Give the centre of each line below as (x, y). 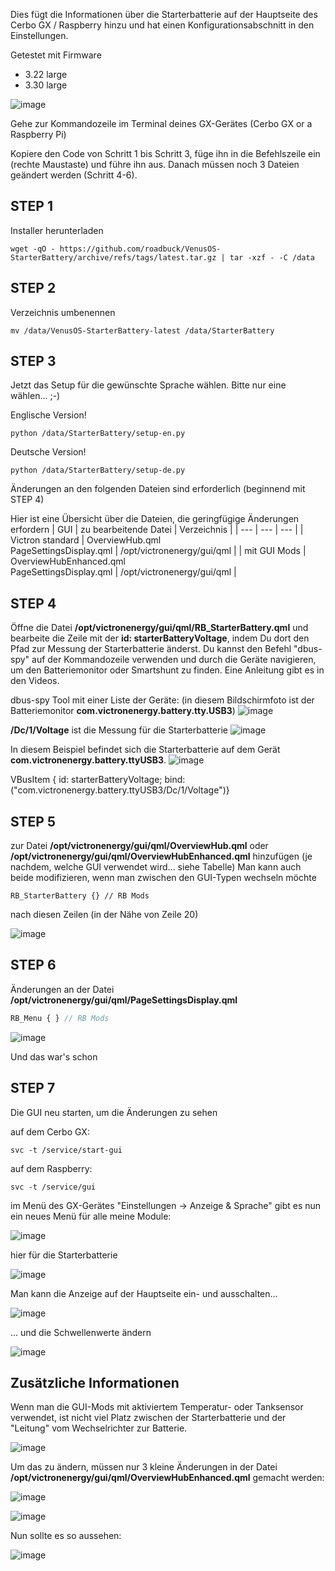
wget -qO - (33, 249)
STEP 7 (33, 1088)
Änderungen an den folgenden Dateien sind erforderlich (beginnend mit (158, 489)
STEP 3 (33, 361)
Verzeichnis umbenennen (63, 312)
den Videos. (35, 681)
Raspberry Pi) (38, 134)
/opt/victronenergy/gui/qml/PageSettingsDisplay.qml (124, 1000)
